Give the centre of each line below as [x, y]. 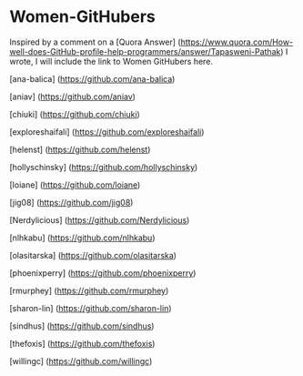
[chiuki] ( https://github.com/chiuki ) [75, 114]
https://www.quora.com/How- [237, 42]
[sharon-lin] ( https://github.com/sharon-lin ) [91, 308]
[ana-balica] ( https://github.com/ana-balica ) [92, 78]
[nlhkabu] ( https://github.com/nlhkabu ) [82, 238]
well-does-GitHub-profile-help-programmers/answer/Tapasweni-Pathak [145, 51]
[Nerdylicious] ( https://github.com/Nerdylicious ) [100, 219]
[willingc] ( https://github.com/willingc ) [81, 361]
